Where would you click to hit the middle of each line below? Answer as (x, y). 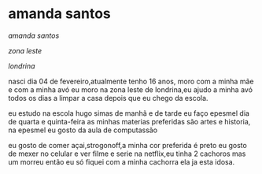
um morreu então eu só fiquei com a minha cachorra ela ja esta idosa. (122, 161)
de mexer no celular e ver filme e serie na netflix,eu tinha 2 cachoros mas (127, 154)
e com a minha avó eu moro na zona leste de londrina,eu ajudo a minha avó (131, 89)
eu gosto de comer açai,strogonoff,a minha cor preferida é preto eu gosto (128, 145)
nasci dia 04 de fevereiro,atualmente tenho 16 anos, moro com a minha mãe (131, 81)
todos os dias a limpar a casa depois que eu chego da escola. (108, 98)
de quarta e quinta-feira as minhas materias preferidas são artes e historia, (129, 121)
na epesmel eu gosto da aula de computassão (83, 130)
